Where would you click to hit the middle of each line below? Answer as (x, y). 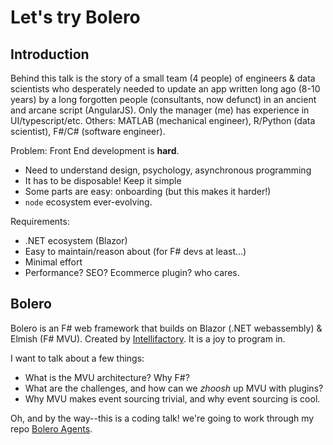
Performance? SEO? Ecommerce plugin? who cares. (132, 272)
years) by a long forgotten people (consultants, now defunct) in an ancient (163, 99)
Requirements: (40, 221)
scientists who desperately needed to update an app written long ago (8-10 (165, 89)
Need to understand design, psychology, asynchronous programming (168, 170)
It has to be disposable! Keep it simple (103, 180)
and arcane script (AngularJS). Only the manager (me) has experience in (160, 110)
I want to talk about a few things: (77, 358)
